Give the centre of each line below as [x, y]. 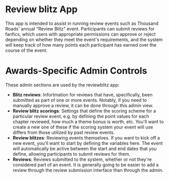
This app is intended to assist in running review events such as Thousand [82, 23]
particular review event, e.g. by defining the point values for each [81, 116]
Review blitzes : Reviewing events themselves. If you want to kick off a [86, 137]
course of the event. [26, 50]
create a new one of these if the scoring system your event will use [83, 127]
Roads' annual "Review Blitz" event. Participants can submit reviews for [80, 28]
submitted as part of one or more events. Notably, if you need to [80, 100]
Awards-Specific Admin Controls [76, 71]
